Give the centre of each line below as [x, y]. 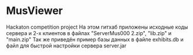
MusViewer [35, 11]
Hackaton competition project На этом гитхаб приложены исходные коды [97, 27]
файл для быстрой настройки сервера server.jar [66, 46]
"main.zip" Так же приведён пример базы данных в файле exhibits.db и [95, 39]
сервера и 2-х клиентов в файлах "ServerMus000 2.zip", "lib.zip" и [89, 33]
